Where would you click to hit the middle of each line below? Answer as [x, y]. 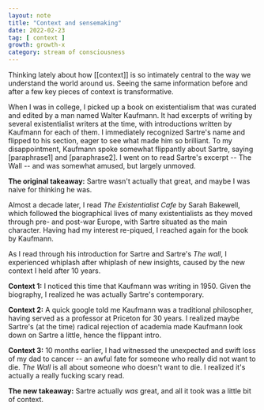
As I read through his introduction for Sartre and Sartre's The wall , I [117, 254]
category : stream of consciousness [67, 52]
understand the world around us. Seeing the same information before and [128, 83]
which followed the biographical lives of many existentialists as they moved [130, 213]
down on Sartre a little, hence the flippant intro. [85, 335]
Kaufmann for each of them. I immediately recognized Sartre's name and [126, 132]
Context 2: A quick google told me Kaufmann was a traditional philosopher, [131, 310]
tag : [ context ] [37, 38]
